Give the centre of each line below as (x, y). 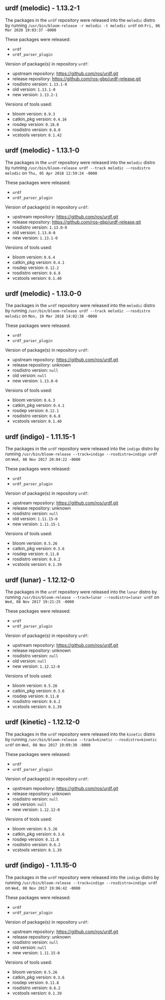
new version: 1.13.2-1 (35, 94)
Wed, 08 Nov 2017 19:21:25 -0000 (40, 602)
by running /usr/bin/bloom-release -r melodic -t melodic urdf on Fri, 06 (82, 25)
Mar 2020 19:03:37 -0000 (31, 30)
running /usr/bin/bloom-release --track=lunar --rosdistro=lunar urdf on (82, 597)
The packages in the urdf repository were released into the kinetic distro (80, 734)
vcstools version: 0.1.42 (37, 135)
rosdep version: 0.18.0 (36, 124)
